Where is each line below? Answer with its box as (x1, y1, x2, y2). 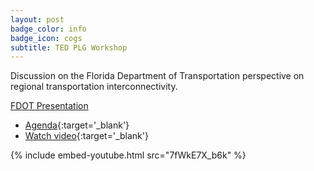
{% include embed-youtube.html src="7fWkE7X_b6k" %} (10, 149, 247, 161)
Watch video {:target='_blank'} (24, 130, 149, 142)
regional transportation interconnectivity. (10, 81, 178, 93)
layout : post (10, 14, 65, 25)
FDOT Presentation (10, 100, 89, 112)
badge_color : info (10, 24, 87, 34)
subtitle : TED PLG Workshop (10, 42, 128, 53)
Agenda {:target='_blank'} (24, 119, 130, 131)
